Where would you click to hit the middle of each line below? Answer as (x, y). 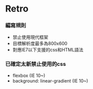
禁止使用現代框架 (30, 37)
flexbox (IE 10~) (29, 75)
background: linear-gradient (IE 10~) (50, 80)
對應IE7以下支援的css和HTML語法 (48, 50)
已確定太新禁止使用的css (36, 64)
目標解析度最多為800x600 (40, 44)
